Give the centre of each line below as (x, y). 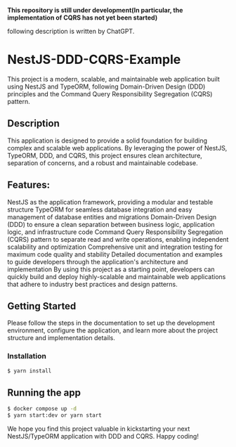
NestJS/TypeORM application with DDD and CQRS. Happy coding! (103, 436)
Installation (27, 356)
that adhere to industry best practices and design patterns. (92, 284)
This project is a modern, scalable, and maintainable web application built (113, 79)
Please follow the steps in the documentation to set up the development (111, 323)
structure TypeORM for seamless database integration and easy (100, 209)
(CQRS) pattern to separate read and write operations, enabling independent (118, 239)
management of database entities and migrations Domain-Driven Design (112, 216)
